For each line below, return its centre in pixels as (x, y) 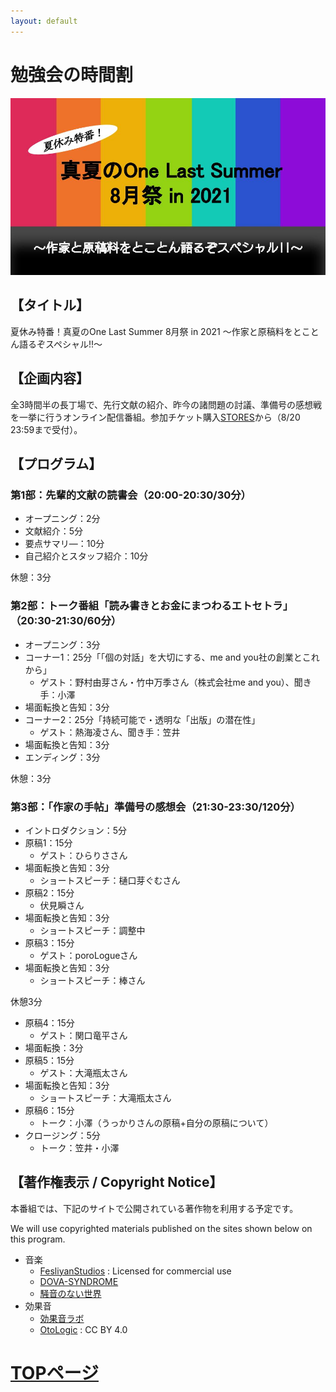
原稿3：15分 (49, 942)
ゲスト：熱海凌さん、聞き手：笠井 (110, 732)
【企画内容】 (50, 378)
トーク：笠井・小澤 (79, 1147)
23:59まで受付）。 (46, 429)
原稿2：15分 (49, 892)
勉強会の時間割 (72, 74)
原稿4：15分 (49, 1022)
